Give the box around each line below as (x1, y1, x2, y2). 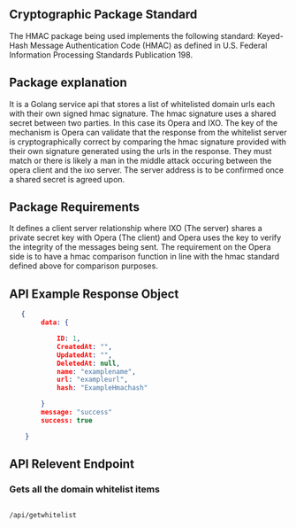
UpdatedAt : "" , (56, 350, 113, 360)
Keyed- (256, 30, 285, 41)
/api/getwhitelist (9, 511, 77, 520)
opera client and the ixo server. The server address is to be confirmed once (9, 164, 285, 175)
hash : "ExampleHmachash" (56, 384, 148, 392)
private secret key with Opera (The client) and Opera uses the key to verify (9, 232, 282, 243)
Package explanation (9, 75, 128, 90)
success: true (41, 415, 93, 424)
